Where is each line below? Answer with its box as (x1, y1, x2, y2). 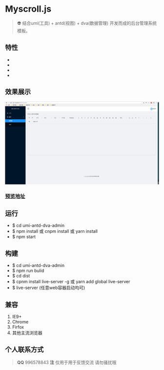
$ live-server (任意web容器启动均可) (12, 285, 85, 291)
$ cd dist (12, 273, 30, 279)
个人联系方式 (5, 346, 44, 354)
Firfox (12, 324, 24, 330)
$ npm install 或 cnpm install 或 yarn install (12, 228, 98, 234)
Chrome (12, 319, 29, 325)
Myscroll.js (5, 3, 52, 15)
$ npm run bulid (12, 267, 44, 274)
